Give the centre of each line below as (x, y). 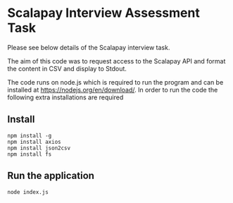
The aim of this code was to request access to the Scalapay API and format (116, 61)
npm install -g (30, 135)
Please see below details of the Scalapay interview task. (89, 47)
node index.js (28, 192)
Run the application (51, 176)
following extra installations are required (65, 97)
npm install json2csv (39, 148)
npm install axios (34, 142)
